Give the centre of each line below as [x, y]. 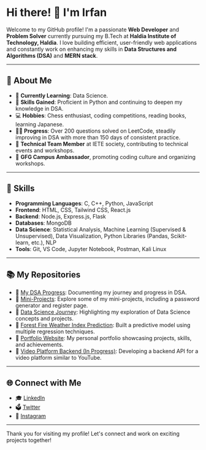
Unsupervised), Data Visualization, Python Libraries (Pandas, [92, 236]
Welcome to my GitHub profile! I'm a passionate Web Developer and [93, 29]
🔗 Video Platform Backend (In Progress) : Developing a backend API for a [107, 351]
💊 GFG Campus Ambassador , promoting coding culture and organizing [105, 157]
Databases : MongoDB [44, 223]
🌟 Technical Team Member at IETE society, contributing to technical [102, 144]
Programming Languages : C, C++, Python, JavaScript [84, 203]
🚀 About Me [29, 81]
